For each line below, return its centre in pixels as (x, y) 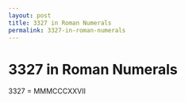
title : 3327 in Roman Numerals (60, 23)
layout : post (30, 15)
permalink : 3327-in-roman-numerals (67, 30)
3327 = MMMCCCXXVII (47, 91)
